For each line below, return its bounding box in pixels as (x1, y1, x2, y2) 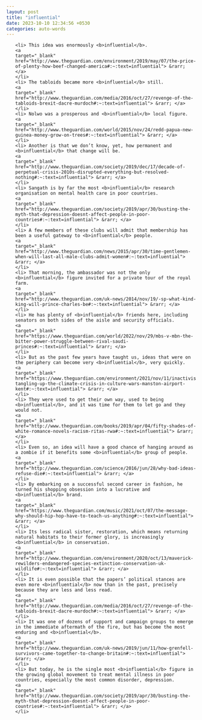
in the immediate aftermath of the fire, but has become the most (14, 624, 186, 631)
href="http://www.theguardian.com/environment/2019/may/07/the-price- (14, 58, 197, 64)
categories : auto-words (6, 25, 66, 32)
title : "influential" (6, 15, 61, 21)
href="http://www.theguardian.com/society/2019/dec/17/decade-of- (14, 164, 186, 170)
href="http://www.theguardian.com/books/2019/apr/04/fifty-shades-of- (14, 423, 197, 429)
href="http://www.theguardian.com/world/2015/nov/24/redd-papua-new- (14, 127, 194, 133)
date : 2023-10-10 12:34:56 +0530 (6, 20, 90, 26)
